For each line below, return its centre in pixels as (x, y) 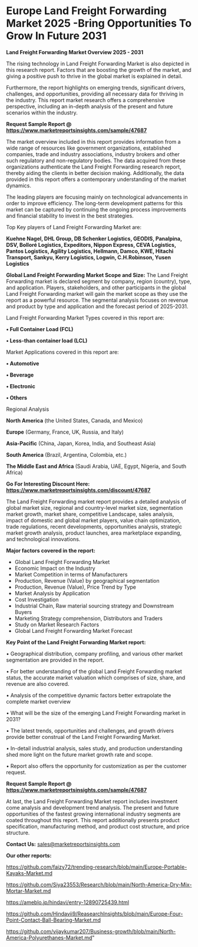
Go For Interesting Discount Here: (48, 484)
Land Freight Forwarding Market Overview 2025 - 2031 (75, 52)
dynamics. (19, 185)
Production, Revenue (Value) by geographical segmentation (87, 580)
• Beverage (20, 375)
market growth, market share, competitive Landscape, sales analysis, (90, 514)
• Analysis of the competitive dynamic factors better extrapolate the (89, 695)
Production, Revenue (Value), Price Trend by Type (75, 587)
